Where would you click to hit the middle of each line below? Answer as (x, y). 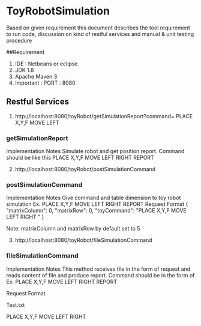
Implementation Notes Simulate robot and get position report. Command (95, 151)
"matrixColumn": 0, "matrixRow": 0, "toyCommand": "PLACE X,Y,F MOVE (97, 211)
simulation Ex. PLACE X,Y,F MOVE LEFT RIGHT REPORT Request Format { (97, 204)
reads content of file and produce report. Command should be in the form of (100, 275)
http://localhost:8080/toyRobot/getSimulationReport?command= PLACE (104, 116)
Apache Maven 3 (36, 76)
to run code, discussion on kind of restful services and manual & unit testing (100, 34)
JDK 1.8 (24, 70)
